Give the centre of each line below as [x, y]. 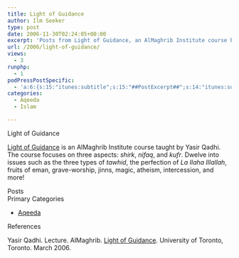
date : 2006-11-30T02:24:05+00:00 [57, 34]
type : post [23, 27]
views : [17, 54]
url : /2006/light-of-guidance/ [54, 47]
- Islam [25, 107]
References [24, 226]
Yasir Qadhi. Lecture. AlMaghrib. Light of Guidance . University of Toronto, [116, 240]
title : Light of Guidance [46, 14]
